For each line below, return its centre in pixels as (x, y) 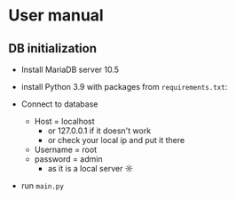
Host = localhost (64, 121)
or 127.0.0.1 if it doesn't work (99, 131)
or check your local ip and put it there (116, 140)
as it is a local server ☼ (90, 168)
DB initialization (52, 48)
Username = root (66, 149)
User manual (56, 16)
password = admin (68, 159)
